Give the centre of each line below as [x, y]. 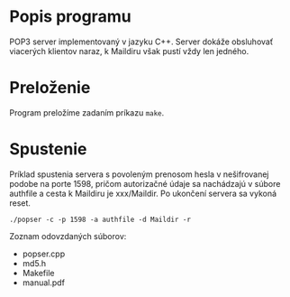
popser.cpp [44, 254]
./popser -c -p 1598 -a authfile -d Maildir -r [100, 219]
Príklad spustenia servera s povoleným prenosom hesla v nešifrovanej [139, 174]
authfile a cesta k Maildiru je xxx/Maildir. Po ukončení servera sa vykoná [143, 193]
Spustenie [48, 149]
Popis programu [71, 17]
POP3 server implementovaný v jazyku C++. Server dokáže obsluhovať [141, 42]
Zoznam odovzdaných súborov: [68, 236]
